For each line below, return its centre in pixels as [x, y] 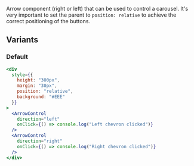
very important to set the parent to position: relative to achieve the [91, 15]
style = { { [22, 75]
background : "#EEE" [41, 97]
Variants [22, 40]
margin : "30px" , [37, 86]
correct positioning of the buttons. [48, 21]
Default [17, 57]
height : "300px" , [39, 80]
